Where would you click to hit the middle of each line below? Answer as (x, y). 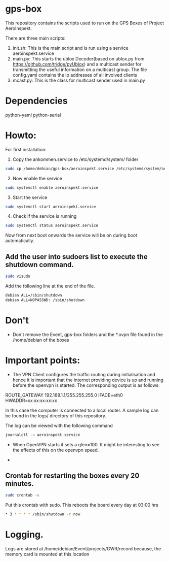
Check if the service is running (45, 216)
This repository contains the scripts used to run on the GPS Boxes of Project (85, 23)
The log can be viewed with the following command (59, 425)
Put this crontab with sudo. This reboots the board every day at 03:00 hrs (82, 505)
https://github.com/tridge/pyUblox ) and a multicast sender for (77, 64)
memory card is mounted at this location (47, 554)
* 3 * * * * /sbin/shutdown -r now (43, 514)
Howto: (21, 136)
